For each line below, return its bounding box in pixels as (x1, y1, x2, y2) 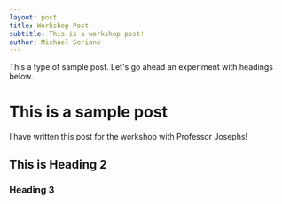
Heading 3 (9, 183, 55, 195)
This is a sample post (9, 102, 168, 122)
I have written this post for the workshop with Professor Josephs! (9, 132, 248, 142)
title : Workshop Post (9, 21, 90, 30)
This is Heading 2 (9, 156, 108, 172)
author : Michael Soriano (9, 37, 101, 47)
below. (9, 72, 34, 82)
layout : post (9, 12, 58, 22)
